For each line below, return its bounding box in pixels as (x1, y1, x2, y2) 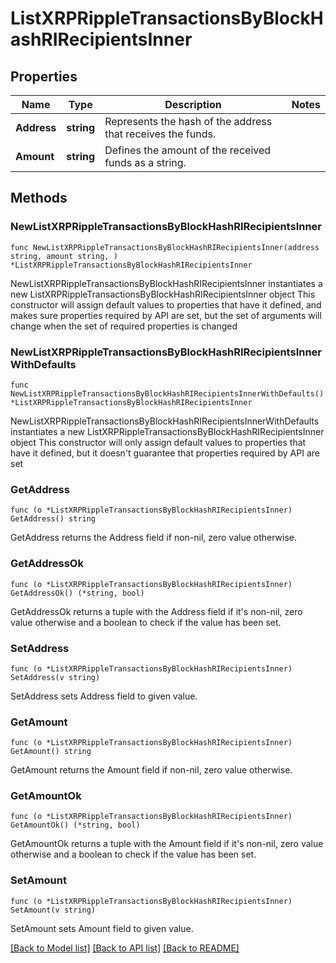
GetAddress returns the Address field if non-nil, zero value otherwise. (10, 532, 298, 544)
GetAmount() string (10, 747, 92, 757)
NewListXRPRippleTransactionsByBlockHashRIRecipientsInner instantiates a (10, 277, 323, 289)
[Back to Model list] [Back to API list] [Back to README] (10, 942, 240, 954)
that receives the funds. (104, 127, 217, 141)
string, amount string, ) (10, 251, 118, 261)
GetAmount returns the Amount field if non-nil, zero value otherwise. (10, 764, 293, 776)
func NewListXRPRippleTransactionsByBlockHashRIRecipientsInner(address (10, 242, 320, 252)
